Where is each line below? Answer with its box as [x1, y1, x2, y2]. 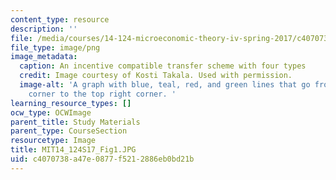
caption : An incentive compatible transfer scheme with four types [19, 61, 307, 71]
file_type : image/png [10, 42, 101, 53]
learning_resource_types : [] [10, 98, 132, 108]
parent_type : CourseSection [10, 126, 128, 136]
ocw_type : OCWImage [10, 107, 92, 118]
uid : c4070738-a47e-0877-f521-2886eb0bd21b [10, 154, 195, 164]
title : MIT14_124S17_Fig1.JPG [10, 145, 137, 155]
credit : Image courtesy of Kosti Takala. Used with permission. [19, 71, 293, 81]
